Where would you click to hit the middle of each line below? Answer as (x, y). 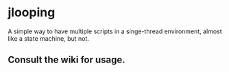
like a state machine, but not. (49, 38)
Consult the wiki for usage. (67, 60)
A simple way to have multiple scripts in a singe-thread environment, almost (115, 31)
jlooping (32, 13)
